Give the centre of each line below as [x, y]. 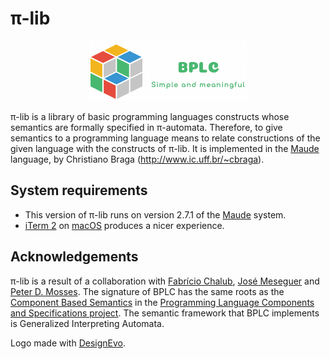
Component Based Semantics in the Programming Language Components [162, 302]
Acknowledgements [74, 257]
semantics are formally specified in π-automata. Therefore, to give [146, 127]
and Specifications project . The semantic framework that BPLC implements [165, 313]
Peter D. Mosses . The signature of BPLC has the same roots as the [147, 291]
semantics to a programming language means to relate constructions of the [165, 138]
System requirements [79, 190]
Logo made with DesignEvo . [68, 343]
